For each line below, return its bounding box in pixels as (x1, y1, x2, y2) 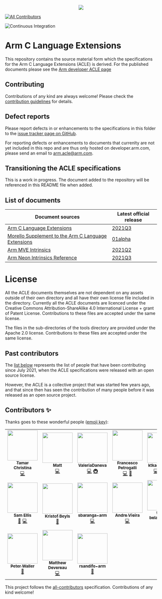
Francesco (117, 460, 138, 465)
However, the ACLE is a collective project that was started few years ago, (5, 382, 150, 387)
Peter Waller (10, 564, 35, 569)
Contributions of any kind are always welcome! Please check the (5, 93, 134, 99)
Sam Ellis (13, 512, 32, 518)
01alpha (112, 236, 131, 243)
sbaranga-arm (78, 512, 107, 518)
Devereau (48, 565, 67, 570)
